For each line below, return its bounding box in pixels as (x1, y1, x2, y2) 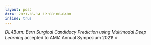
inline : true (5, 16, 32, 21)
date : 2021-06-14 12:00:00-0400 (5, 12, 71, 16)
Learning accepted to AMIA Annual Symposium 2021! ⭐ (5, 35, 118, 41)
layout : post (5, 7, 32, 12)
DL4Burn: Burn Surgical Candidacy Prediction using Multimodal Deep (5, 30, 147, 35)
